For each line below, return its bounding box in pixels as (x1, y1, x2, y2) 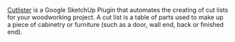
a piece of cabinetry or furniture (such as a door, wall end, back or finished (7, 21, 224, 28)
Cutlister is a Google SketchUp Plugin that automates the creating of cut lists (7, 6, 229, 14)
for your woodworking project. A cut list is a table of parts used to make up (7, 13, 224, 21)
